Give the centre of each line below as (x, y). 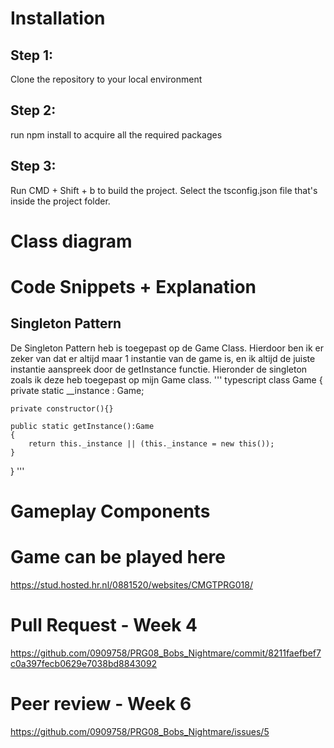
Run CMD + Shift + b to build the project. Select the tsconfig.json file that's (164, 190)
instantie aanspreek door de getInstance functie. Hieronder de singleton (159, 369)
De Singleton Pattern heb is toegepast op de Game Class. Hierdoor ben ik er (167, 348)
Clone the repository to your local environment (106, 79)
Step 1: (32, 55)
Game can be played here (118, 557)
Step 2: (33, 110)
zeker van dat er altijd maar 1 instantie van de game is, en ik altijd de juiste (163, 358)
